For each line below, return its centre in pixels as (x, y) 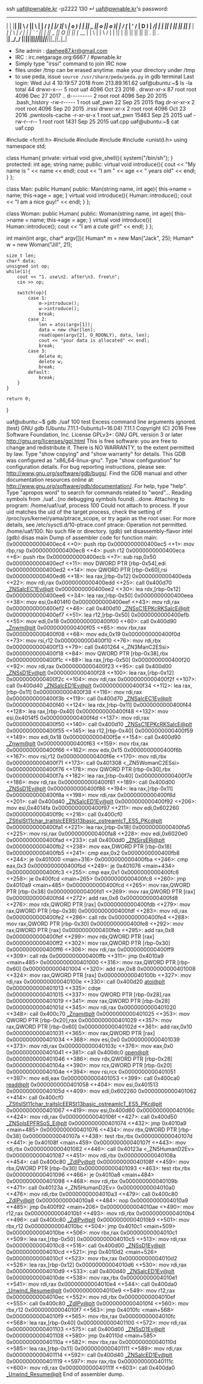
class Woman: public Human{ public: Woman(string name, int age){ (90, 214)
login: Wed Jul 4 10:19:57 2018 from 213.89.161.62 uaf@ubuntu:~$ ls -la (104, 83)
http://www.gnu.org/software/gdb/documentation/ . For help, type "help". (97, 486)
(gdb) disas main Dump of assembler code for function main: (82, 538)
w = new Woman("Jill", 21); (39, 244)
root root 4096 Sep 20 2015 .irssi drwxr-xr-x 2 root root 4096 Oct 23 (100, 109)
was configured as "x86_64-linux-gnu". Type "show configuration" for (94, 460)
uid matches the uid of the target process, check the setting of (84, 512)
